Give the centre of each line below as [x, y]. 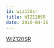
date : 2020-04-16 [27, 22]
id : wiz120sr [22, 11]
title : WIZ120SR [26, 17]
